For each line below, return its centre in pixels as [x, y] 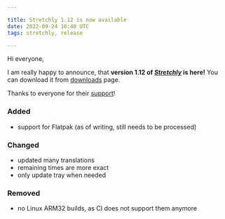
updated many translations [56, 160]
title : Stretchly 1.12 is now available [67, 20]
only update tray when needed [62, 175]
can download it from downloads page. [64, 80]
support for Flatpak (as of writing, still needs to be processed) [107, 127]
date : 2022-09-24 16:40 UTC [48, 26]
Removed [24, 193]
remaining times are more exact [63, 167]
